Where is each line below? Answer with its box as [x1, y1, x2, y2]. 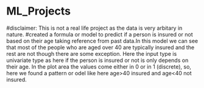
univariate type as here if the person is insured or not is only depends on [6, 56, 189, 64]
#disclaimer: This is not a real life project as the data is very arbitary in [6, 24, 183, 32]
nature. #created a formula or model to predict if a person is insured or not [6, 30, 193, 38]
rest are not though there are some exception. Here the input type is [6, 50, 177, 57]
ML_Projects [6, 4, 71, 18]
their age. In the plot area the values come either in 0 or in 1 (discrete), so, [6, 63, 192, 70]
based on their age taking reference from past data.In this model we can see [6, 37, 199, 44]
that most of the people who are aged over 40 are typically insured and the [6, 44, 195, 51]
